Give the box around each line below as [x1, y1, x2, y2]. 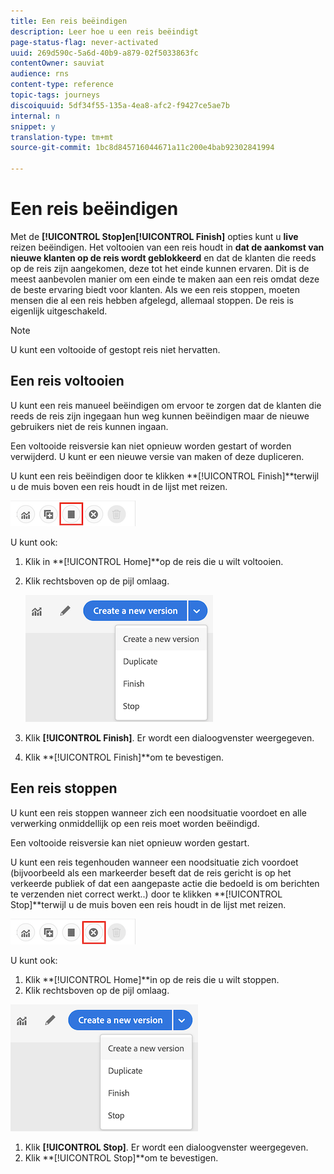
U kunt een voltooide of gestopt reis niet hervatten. [10, 343, 221, 355]
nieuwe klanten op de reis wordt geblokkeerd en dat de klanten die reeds [10, 251, 317, 264]
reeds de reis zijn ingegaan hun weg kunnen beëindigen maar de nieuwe [10, 410, 310, 422]
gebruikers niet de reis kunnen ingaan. [10, 420, 169, 432]
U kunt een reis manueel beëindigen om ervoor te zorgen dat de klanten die [10, 399, 322, 411]
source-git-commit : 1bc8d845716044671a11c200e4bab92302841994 [10, 143, 275, 153]
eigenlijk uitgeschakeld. [10, 305, 108, 317]
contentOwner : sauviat [10, 58, 105, 69]
